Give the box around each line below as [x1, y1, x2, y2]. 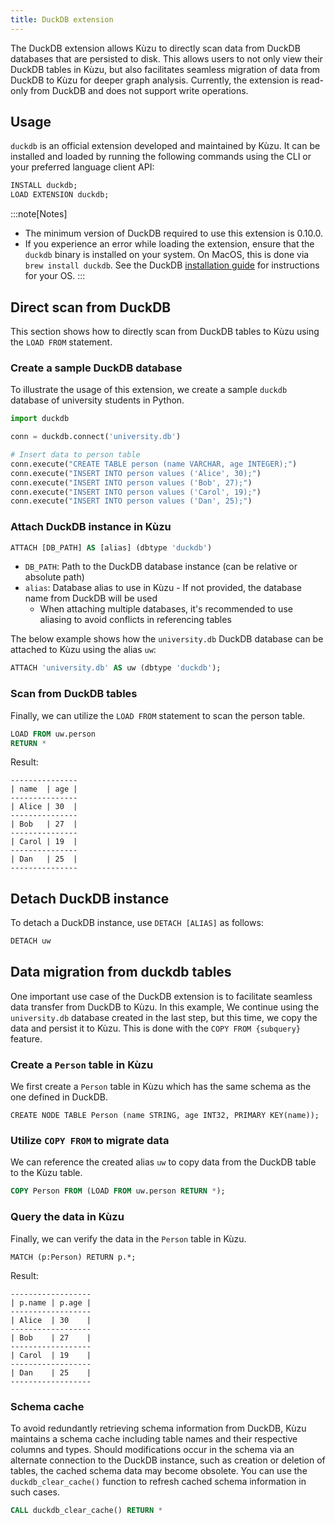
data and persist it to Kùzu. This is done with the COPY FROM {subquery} [10, 1022, 301, 1034]
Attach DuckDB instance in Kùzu [10, 520, 172, 534]
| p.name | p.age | [10, 1297, 92, 1308]
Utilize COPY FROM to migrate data [10, 1134, 170, 1148]
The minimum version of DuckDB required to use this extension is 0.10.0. [24, 227, 324, 240]
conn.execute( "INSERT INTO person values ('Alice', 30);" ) [10, 468, 262, 478]
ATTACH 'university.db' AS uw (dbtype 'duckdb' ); [10, 663, 222, 673]
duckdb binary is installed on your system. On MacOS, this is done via [24, 249, 310, 261]
